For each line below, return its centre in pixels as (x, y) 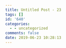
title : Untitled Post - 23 (33, 10)
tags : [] (14, 14)
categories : (17, 24)
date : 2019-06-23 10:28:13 (33, 38)
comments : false (22, 33)
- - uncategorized (29, 28)
